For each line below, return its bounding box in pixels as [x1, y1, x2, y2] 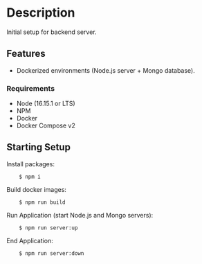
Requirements [6, 83, 55, 93]
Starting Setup [6, 141, 71, 153]
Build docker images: [6, 185, 67, 193]
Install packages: [6, 159, 55, 168]
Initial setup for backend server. [6, 28, 97, 36]
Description [6, 5, 75, 21]
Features [6, 48, 46, 60]
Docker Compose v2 [16, 121, 75, 130]
